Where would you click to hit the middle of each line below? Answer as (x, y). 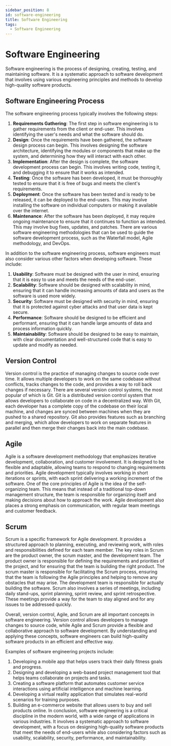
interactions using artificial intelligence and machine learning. (77, 689)
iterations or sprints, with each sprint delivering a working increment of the (84, 478)
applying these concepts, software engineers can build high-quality (77, 636)
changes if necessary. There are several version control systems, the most (84, 390)
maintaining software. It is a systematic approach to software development (84, 74)
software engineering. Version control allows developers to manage (77, 620)
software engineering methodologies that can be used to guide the (83, 232)
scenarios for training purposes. (47, 700)
